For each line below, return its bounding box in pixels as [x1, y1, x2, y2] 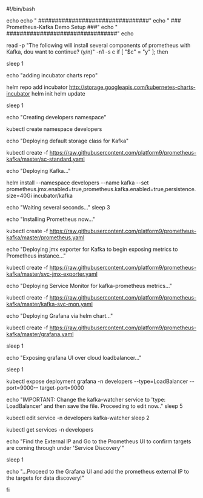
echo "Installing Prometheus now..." [6, 216, 95, 223]
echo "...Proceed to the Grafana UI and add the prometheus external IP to [6, 468, 190, 475]
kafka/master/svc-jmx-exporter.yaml [6, 270, 98, 278]
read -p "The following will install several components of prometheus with [6, 42, 191, 49]
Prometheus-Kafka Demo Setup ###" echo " [6, 24, 118, 30]
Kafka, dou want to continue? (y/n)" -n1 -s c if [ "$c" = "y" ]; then [6, 48, 168, 55]
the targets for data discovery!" [6, 474, 85, 482]
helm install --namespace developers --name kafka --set [6, 179, 149, 186]
